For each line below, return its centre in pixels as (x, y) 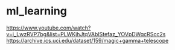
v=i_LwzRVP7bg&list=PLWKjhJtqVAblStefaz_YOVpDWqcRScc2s (86, 34)
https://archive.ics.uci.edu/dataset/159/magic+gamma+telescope (87, 40)
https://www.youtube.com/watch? (49, 28)
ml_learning (37, 11)
